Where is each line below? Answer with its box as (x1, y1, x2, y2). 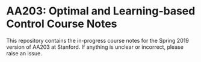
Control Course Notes (6, 17, 117, 31)
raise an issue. (6, 49, 42, 57)
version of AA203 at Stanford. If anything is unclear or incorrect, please (6, 43, 184, 51)
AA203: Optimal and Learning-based (6, 4, 196, 18)
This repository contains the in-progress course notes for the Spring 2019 (6, 37, 190, 44)
